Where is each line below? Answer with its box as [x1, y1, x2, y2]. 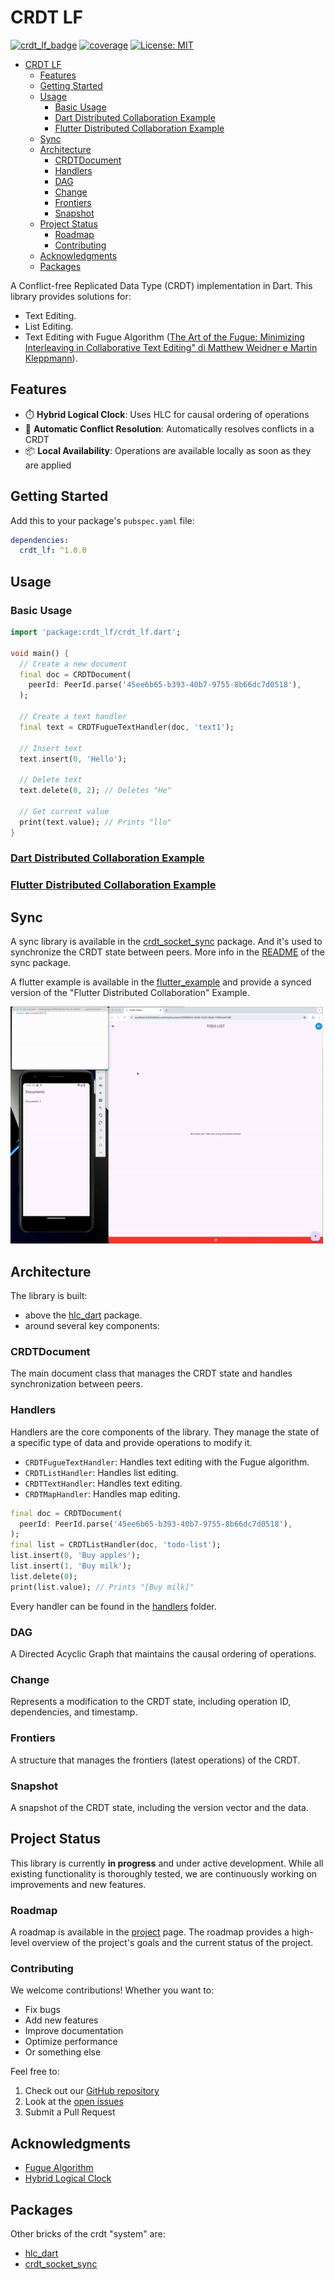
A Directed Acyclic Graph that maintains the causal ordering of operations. [10, 1648, 317, 1660]
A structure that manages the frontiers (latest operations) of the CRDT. [10, 1754, 301, 1766]
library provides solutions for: [10, 290, 132, 302]
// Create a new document [19, 659, 128, 669]
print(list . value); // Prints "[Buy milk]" [10, 1582, 195, 1592]
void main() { [10, 648, 70, 658]
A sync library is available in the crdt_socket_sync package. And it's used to [10, 936, 323, 948]
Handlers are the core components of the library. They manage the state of [10, 1426, 320, 1438]
